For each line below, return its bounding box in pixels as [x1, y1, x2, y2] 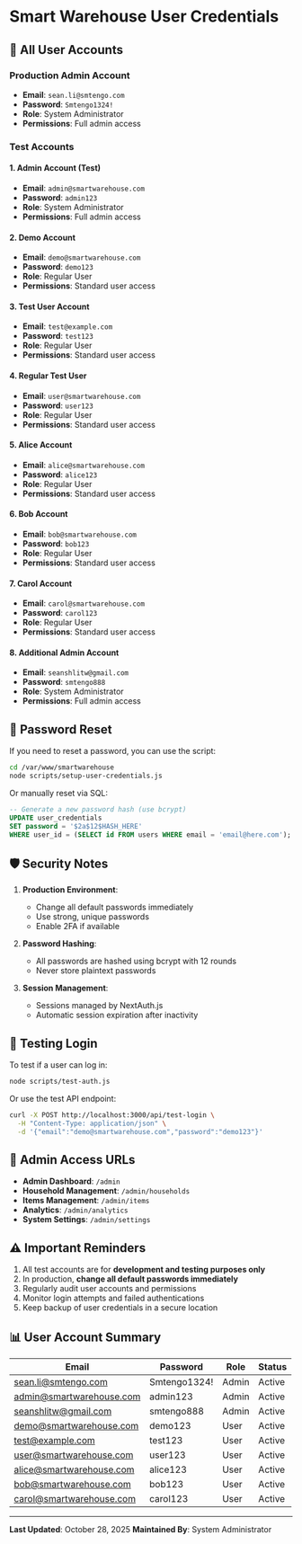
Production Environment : [22, 884, 119, 895]
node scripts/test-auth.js [9, 1077, 111, 1087]
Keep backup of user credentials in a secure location [22, 1302, 218, 1313]
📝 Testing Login [9, 1035, 98, 1051]
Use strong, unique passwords [35, 911, 150, 922]
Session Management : [22, 982, 109, 994]
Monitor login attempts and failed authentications [22, 1292, 205, 1304]
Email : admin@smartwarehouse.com [22, 182, 146, 193]
